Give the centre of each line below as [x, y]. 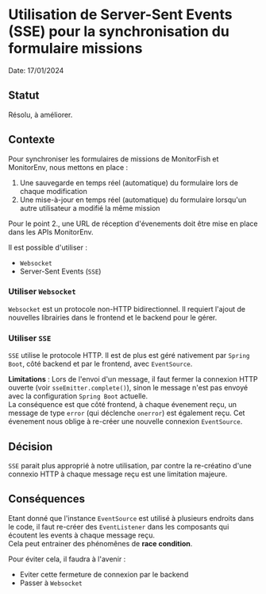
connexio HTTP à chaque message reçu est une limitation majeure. [118, 474]
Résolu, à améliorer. [40, 115]
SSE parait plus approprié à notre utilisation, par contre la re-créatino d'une [130, 465]
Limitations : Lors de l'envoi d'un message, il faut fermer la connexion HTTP [133, 379]
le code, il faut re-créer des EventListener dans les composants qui [119, 526]
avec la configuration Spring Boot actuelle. [78, 396]
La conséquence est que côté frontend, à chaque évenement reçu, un [122, 405]
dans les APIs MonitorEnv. [51, 231]
